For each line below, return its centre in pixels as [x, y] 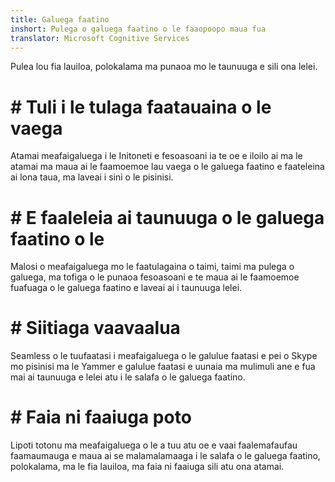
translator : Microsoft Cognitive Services [100, 38]
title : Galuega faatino [60, 19]
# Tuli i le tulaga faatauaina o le [141, 107]
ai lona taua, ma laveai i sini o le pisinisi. [92, 177]
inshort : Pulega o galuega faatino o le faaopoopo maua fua [138, 29]
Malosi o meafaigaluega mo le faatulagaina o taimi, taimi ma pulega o [152, 267]
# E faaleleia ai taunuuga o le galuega [167, 217]
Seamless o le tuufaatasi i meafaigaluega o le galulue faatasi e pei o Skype [164, 356]
